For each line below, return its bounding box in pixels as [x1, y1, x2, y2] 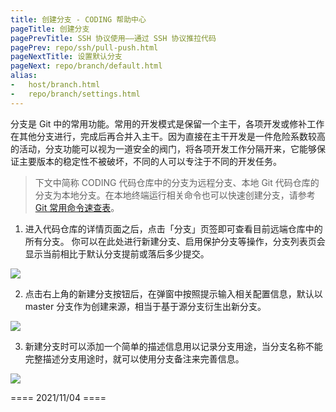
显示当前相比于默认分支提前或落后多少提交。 [24, 247, 210, 260]
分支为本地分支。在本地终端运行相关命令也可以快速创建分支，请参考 [34, 189, 316, 201]
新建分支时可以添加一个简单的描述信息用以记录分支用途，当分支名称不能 [24, 340, 323, 352]
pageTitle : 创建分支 [10, 24, 90, 34]
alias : [10, 71, 38, 81]
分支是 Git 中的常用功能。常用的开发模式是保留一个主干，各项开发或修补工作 [10, 117, 325, 130]
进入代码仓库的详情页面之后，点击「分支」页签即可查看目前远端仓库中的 [24, 222, 323, 235]
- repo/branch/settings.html [10, 89, 141, 99]
